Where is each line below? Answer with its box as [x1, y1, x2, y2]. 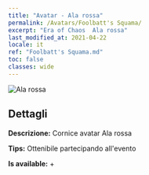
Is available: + [8, 158, 55, 168]
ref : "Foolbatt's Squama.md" [8, 48, 104, 56]
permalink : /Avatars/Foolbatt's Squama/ [8, 19, 143, 27]
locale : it [8, 41, 44, 49]
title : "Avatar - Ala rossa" [8, 11, 104, 20]
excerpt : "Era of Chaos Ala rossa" [8, 26, 128, 34]
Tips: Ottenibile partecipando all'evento [8, 143, 136, 153]
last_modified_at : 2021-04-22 [8, 33, 107, 42]
